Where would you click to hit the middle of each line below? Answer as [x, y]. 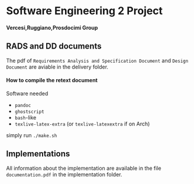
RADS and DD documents [54, 46]
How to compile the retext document [52, 80]
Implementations [38, 154]
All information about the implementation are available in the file [84, 168]
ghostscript [29, 112]
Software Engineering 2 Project [85, 11]
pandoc [23, 105]
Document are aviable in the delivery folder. [57, 67]
